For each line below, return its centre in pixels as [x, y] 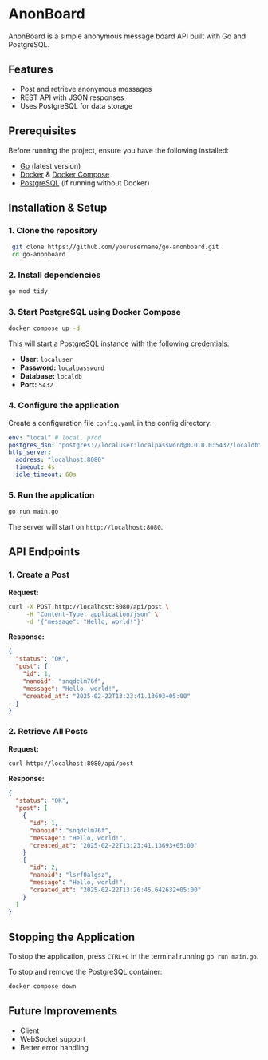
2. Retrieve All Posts [48, 732]
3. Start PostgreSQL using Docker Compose [95, 312]
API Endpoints [44, 552]
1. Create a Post [39, 574]
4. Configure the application [64, 406]
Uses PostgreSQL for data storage [76, 105]
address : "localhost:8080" [60, 460]
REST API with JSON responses [72, 97]
